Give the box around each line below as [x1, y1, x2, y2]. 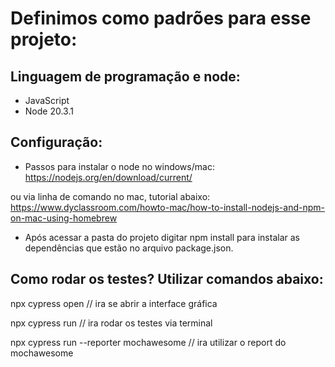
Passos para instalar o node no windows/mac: [24, 160, 215, 172]
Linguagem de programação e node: [10, 68, 241, 85]
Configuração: [10, 134, 103, 151]
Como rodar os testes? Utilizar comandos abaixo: [10, 271, 324, 288]
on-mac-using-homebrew [10, 212, 118, 224]
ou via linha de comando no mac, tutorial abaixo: [10, 190, 211, 202]
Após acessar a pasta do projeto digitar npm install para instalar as [24, 231, 300, 243]
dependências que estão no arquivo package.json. [24, 242, 234, 254]
